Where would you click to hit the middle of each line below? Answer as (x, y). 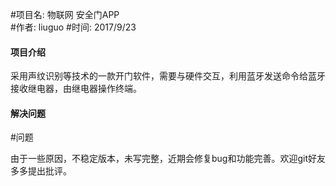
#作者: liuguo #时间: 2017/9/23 (73, 27)
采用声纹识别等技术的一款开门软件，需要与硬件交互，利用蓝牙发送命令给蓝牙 (168, 76)
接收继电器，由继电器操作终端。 (76, 89)
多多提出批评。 (41, 171)
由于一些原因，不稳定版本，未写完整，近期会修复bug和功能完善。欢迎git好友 (168, 159)
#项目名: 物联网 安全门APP (65, 14)
